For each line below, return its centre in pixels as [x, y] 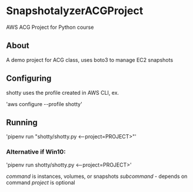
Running [22, 122]
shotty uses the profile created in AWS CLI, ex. [63, 92]
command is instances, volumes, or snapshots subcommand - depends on [97, 176]
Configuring [29, 79]
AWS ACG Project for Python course [50, 27]
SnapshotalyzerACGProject [75, 11]
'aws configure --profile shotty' [44, 104]
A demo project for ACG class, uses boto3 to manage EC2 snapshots [90, 59]
